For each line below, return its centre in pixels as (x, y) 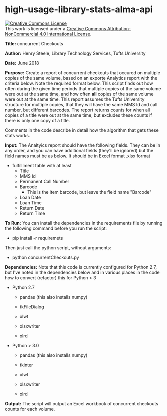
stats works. (18, 135)
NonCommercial (22, 34)
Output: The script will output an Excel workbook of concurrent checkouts (82, 403)
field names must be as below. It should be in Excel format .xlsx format (78, 156)
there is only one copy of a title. (38, 120)
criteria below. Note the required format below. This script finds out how (79, 83)
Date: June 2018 (22, 63)
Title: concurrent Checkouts (34, 43)
